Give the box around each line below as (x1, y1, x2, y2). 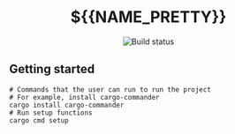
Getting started (9, 62, 95, 77)
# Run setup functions (9, 108, 93, 117)
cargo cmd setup (9, 115, 69, 125)
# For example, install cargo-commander (9, 93, 161, 101)
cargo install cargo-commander (9, 100, 125, 109)
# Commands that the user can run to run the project (9, 85, 212, 94)
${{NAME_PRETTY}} (70, 7, 227, 27)
